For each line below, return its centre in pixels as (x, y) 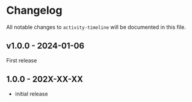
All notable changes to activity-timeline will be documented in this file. (96, 27)
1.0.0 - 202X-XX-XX (45, 79)
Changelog (34, 10)
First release (22, 60)
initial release (31, 94)
